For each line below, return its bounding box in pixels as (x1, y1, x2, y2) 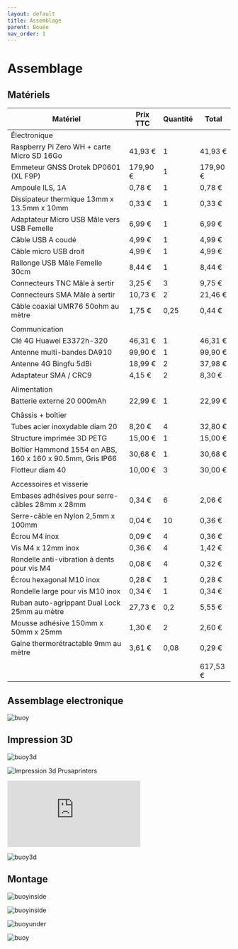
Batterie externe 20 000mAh (11, 396, 107, 406)
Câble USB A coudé (11, 235, 76, 245)
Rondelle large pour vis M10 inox (11, 586, 121, 596)
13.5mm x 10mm (11, 203, 69, 213)
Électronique (11, 130, 53, 140)
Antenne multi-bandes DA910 (11, 348, 112, 358)
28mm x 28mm (35, 500, 86, 510)
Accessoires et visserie (11, 479, 89, 489)
